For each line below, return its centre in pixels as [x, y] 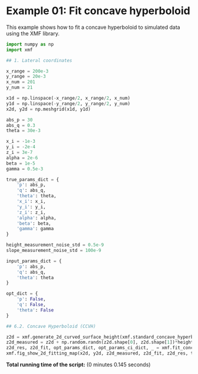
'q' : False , [31, 305]
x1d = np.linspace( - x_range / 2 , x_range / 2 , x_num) [68, 99]
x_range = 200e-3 [27, 71]
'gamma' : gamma [35, 229]
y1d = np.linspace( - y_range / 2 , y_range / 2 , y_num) [68, 104]
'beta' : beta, [34, 223]
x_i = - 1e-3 [21, 142]
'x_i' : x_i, [31, 202]
